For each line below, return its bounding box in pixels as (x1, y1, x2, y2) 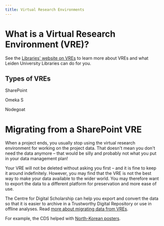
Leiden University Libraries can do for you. (5, 60, 92, 66)
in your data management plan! (5, 156, 68, 162)
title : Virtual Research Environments (5, 7, 84, 12)
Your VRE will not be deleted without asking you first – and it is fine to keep (5, 165, 157, 171)
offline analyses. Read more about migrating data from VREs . (5, 206, 129, 212)
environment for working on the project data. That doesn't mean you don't (5, 145, 156, 151)
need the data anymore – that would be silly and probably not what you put (5, 150, 157, 156)
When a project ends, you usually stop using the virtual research (5, 140, 136, 146)
